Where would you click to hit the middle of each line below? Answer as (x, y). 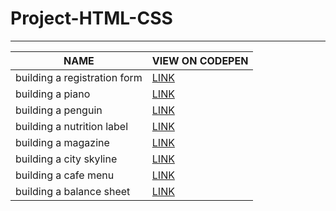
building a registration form (79, 77)
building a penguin (59, 110)
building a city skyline (66, 159)
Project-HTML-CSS (91, 18)
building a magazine (62, 142)
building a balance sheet (73, 191)
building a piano (53, 94)
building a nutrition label (72, 126)
